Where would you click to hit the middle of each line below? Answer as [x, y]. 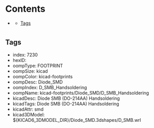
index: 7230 [25, 55]
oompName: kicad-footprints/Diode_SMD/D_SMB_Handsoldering [81, 93]
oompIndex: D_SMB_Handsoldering [50, 87]
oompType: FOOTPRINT [38, 66]
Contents [25, 9]
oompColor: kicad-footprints [43, 76]
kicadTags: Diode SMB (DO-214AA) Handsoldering [66, 103]
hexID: [19, 60]
